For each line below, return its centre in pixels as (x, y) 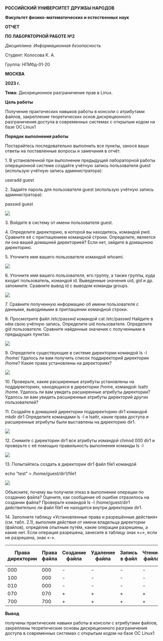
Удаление (103, 553)
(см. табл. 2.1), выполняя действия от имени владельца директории (75, 522)
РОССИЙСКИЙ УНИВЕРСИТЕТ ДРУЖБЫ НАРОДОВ (60, 8)
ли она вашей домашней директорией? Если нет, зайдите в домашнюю (79, 242)
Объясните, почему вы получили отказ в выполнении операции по (74, 492)
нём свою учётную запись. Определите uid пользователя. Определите (79, 324)
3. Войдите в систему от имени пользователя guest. (59, 222)
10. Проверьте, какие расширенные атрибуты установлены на (70, 381)
